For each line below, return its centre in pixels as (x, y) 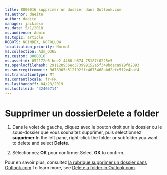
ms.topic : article (24, 38)
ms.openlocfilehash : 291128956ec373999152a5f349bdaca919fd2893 (72, 65)
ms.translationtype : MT (30, 75)
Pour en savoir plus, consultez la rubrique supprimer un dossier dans (76, 162)
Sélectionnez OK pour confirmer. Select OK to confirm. (68, 153)
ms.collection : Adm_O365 (31, 51)
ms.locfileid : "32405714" (32, 88)
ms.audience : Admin (25, 33)
